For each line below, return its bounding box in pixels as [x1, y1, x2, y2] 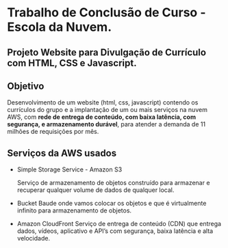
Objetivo [7, 80, 45, 92]
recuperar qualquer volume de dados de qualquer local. [16, 186, 175, 194]
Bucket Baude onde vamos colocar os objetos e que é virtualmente [16, 199, 207, 208]
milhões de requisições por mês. [7, 128, 99, 136]
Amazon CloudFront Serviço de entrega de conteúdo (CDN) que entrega [16, 220, 221, 228]
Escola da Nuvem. [7, 19, 112, 35]
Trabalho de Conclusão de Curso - [7, 5, 206, 20]
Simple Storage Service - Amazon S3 [16, 165, 123, 174]
